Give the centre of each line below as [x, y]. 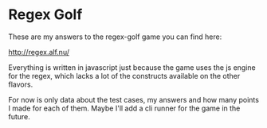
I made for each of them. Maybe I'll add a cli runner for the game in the [124, 108]
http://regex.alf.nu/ [39, 52]
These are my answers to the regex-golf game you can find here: [115, 37]
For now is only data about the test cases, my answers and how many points [133, 99]
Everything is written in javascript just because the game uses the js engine [132, 67]
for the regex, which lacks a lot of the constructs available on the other [124, 76]
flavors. [21, 84]
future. [19, 116]
